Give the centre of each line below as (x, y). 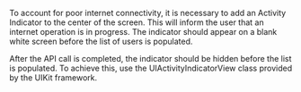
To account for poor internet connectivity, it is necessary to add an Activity (148, 13)
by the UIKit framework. (53, 78)
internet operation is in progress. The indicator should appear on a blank (143, 32)
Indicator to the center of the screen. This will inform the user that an (137, 22)
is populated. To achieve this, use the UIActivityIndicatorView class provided (151, 68)
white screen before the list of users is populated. (101, 41)
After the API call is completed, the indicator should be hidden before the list (150, 59)
